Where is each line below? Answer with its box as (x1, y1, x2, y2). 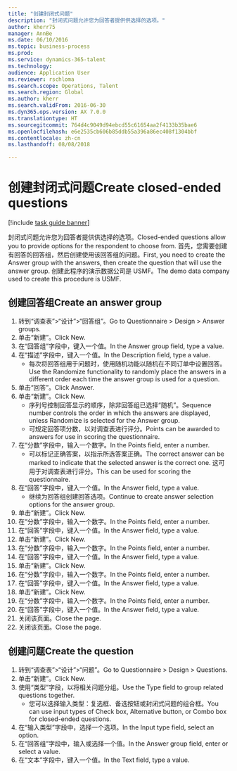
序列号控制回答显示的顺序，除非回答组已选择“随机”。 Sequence (28, 400, 212, 409)
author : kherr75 (8, 23, 56, 30)
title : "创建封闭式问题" (8, 10, 73, 18)
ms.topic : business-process (8, 43, 91, 50)
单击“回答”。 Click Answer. (18, 383, 94, 391)
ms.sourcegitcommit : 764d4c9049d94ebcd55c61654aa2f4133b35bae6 (8, 121, 198, 129)
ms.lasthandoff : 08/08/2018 (8, 141, 91, 148)
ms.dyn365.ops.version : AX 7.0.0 (8, 108, 106, 115)
